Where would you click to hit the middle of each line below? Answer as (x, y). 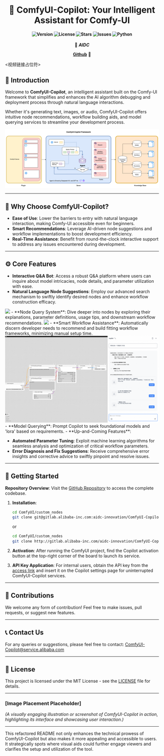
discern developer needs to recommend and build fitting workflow (72, 328)
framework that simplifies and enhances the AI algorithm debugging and (78, 97)
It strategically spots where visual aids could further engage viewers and (78, 744)
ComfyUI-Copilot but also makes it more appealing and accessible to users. (81, 738)
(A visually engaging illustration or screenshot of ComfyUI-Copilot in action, (82, 714)
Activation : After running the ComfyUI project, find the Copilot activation (85, 551)
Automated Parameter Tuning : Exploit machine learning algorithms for (83, 441)
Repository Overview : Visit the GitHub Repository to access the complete (79, 488)
